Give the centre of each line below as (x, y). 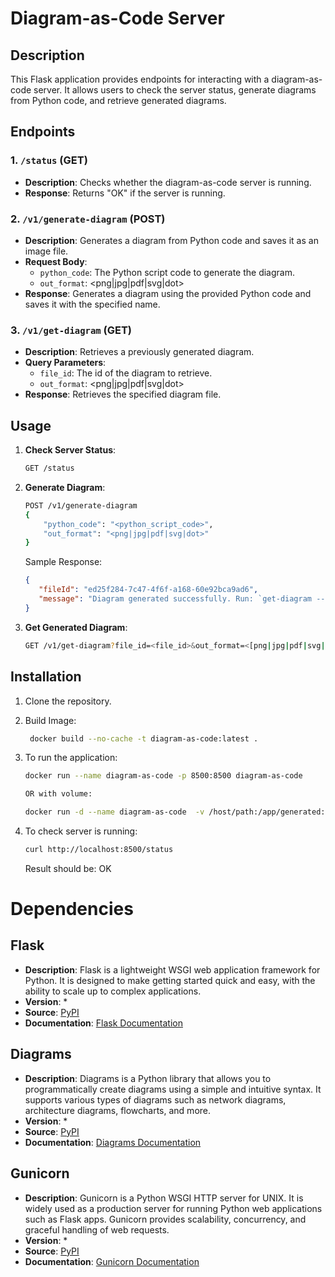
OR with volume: (58, 794)
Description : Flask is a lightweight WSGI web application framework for (172, 969)
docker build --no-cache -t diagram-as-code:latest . (144, 738)
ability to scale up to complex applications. (113, 991)
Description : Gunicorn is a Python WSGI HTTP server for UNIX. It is (164, 1198)
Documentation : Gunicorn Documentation (112, 1261)
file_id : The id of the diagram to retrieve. (126, 373)
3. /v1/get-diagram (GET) (71, 330)
